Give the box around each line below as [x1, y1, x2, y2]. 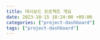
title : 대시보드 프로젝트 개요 [6, 8, 72, 15]
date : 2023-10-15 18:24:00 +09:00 [6, 14, 93, 20]
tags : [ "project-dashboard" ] [6, 25, 79, 31]
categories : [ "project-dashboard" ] [6, 19, 95, 25]
